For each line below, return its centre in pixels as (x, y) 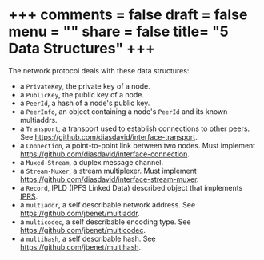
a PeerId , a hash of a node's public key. (85, 103)
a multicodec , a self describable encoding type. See (105, 222)
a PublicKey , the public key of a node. (82, 94)
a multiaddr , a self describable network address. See (108, 204)
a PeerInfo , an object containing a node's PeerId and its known (124, 111)
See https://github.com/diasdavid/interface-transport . (108, 136)
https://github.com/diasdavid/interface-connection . (105, 154)
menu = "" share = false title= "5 (119, 32)
